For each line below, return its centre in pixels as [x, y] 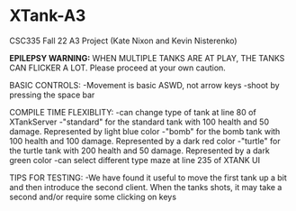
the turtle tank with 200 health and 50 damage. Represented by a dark [139, 151]
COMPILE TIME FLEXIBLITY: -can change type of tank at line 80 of [133, 112]
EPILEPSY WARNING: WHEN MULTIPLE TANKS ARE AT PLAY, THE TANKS [147, 58]
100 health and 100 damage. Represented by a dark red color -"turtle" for [145, 141]
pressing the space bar [52, 95]
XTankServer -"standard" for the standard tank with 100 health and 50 [139, 122]
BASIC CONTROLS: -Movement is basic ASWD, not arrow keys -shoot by [145, 85]
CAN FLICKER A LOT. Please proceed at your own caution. [118, 68]
